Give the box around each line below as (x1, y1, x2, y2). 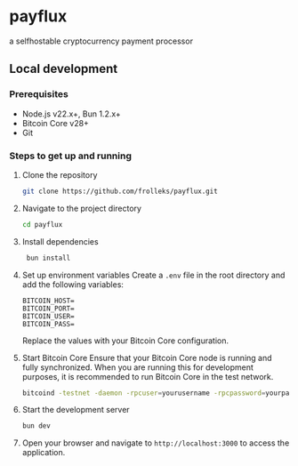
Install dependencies (21, 236, 100, 246)
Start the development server (21, 405, 131, 415)
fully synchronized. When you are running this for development (21, 362, 254, 373)
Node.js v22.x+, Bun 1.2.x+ (21, 108, 122, 119)
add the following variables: (21, 278, 125, 290)
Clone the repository (21, 169, 98, 180)
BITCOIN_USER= (21, 311, 75, 321)
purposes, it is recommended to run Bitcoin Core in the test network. (21, 371, 274, 382)
